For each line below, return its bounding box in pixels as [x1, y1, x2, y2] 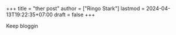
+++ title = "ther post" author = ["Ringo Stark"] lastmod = [6, 5, 145, 12]
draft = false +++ [53, 11, 96, 18]
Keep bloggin [6, 23, 38, 29]
